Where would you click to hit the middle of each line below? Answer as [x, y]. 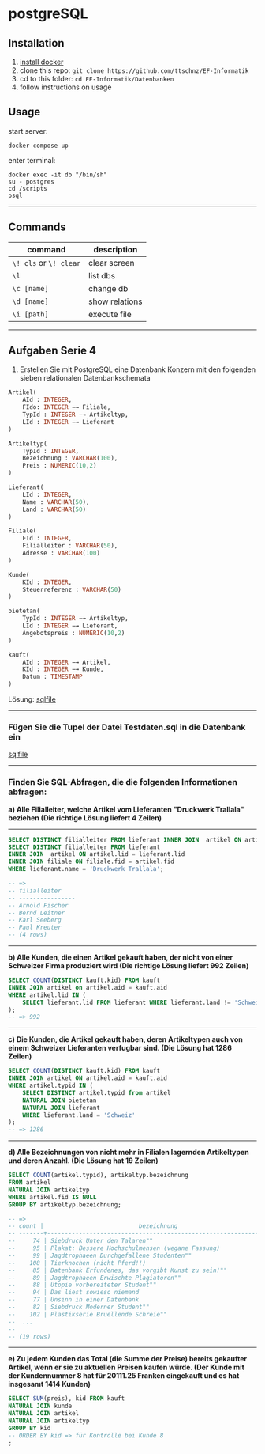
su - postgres [32, 182]
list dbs [102, 275]
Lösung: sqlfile [32, 699]
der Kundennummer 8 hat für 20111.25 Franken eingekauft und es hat [124, 1376]
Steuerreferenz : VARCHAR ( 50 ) [72, 589]
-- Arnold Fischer [38, 905]
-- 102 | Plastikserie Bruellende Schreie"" [88, 1314]
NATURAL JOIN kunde [40, 1406]
